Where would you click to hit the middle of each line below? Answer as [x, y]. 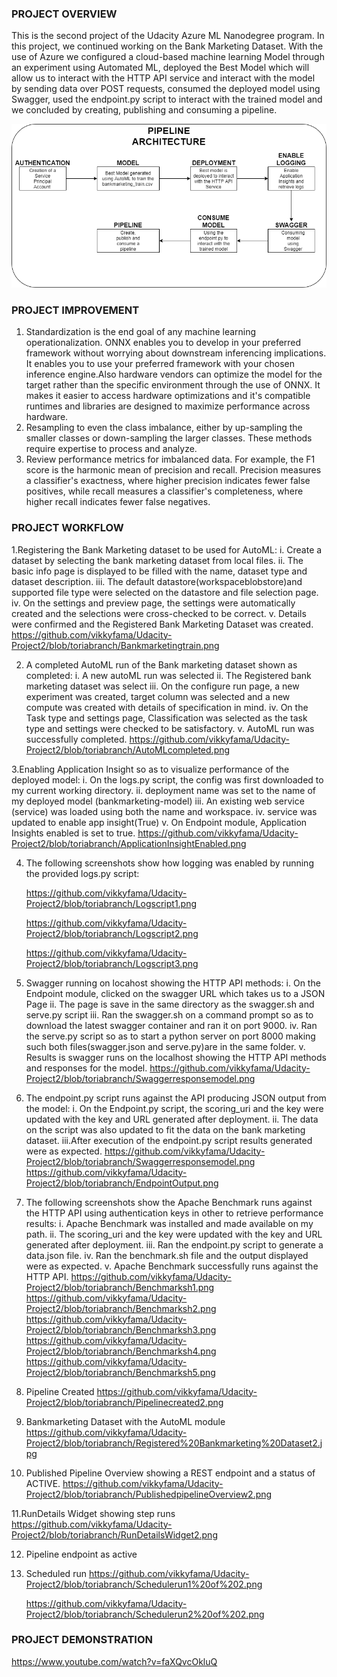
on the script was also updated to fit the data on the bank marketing [165, 1129]
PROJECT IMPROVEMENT [75, 310]
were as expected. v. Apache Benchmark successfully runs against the [172, 1266]
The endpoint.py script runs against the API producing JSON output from [176, 1098]
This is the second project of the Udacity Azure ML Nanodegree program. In [168, 36]
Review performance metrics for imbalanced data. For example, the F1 [170, 459]
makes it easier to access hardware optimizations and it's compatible [168, 396]
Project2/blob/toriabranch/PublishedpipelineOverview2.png [149, 1494]
